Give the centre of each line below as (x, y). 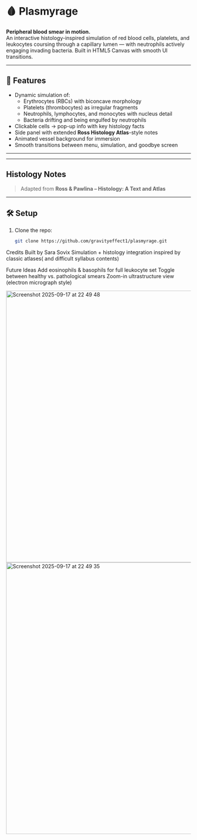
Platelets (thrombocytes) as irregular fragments (81, 107)
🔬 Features (26, 81)
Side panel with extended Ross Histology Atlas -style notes (86, 132)
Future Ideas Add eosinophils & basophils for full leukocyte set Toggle (90, 270)
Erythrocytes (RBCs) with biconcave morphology (82, 101)
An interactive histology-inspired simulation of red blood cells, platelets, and (98, 38)
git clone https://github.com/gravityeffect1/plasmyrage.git (91, 241)
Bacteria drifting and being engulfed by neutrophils (85, 120)
